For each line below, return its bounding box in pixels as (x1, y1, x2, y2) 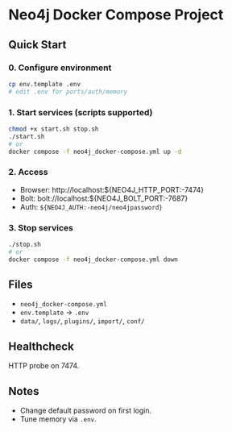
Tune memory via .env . (19, 414, 97, 424)
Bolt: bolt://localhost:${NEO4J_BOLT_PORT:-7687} (19, 193, 188, 203)
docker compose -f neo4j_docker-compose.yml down (8, 255, 179, 264)
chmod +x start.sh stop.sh (8, 125, 99, 133)
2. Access (8, 167, 48, 178)
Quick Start (8, 38, 67, 52)
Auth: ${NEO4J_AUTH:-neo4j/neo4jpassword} (19, 201, 163, 211)
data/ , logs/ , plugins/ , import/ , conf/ (19, 316, 145, 326)
